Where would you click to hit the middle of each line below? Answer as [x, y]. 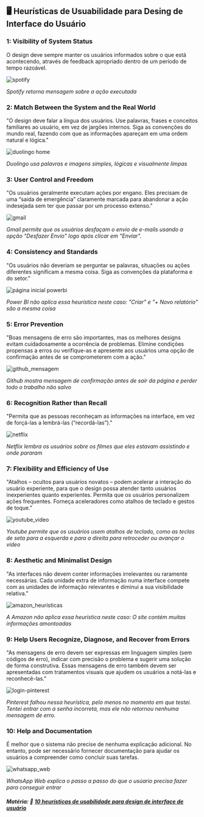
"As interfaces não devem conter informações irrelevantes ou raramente [97, 574]
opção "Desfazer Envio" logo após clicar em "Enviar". [74, 236]
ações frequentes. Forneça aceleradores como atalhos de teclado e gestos [100, 502]
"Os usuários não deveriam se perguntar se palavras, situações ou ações [98, 265]
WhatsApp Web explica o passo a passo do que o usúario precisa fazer [97, 781]
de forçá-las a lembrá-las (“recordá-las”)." [59, 423]
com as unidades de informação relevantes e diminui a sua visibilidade [95, 587]
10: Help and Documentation [49, 731]
